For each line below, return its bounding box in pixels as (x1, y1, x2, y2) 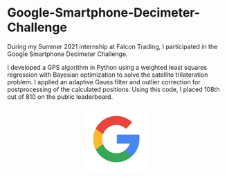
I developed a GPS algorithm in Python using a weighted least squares (7, 63, 208, 71)
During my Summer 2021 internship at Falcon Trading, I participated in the (7, 42, 218, 50)
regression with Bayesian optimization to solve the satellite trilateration (7, 71, 208, 79)
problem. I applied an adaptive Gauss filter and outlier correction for (7, 77, 201, 86)
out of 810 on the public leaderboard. (7, 92, 113, 101)
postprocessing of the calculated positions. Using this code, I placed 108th (7, 85, 220, 93)
